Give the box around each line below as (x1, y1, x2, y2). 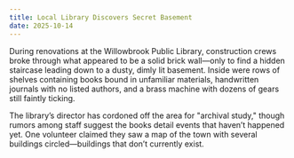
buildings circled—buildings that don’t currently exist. (9, 138, 204, 149)
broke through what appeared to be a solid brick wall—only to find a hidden (9, 55, 286, 66)
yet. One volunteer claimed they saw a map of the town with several (9, 129, 258, 139)
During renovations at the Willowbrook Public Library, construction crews (9, 45, 277, 56)
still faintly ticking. (9, 92, 75, 103)
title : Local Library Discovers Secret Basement (9, 12, 193, 22)
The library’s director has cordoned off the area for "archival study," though (9, 110, 285, 121)
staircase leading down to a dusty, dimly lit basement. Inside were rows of (9, 64, 281, 75)
